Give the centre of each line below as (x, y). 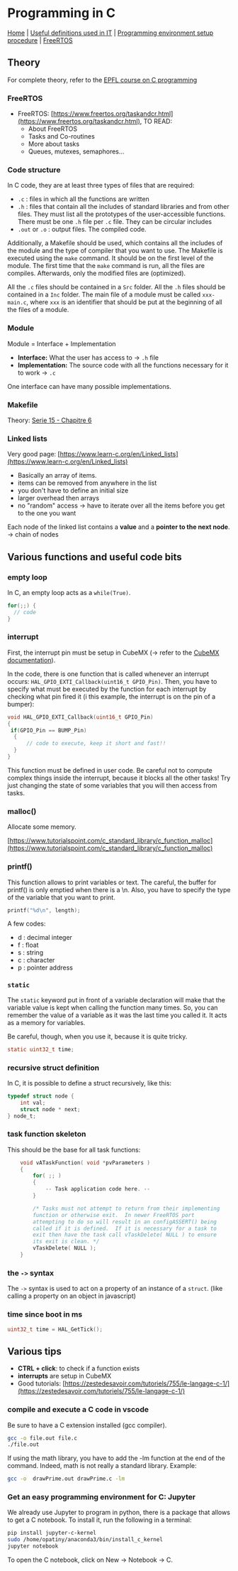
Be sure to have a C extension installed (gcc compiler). (87, 1425)
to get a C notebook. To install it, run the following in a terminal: (100, 1520)
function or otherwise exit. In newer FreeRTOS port (114, 1215)
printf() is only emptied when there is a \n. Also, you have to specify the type (119, 889)
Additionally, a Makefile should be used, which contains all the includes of (115, 243)
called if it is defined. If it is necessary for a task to (125, 1228)
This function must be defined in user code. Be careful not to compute (110, 770)
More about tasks (54, 144)
